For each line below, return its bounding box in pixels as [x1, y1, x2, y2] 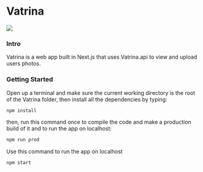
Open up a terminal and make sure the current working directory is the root [6, 89, 196, 96]
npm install [6, 107, 37, 114]
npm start [6, 160, 32, 166]
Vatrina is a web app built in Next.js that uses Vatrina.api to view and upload [6, 53, 197, 61]
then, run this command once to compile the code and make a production [6, 118, 191, 126]
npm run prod [6, 136, 40, 143]
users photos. [6, 60, 41, 67]
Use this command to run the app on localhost [6, 148, 123, 155]
